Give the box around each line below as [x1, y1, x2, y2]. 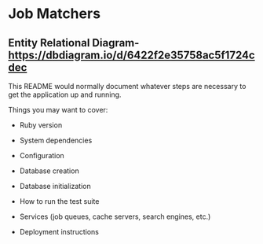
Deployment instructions [19, 227, 100, 236]
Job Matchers [8, 5, 100, 23]
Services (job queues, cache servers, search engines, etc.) [19, 212, 211, 221]
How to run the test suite [19, 197, 100, 205]
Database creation [19, 166, 80, 176]
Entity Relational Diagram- [8, 36, 140, 50]
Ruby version [19, 120, 63, 130]
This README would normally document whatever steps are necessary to [8, 82, 247, 91]
